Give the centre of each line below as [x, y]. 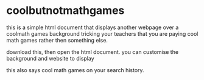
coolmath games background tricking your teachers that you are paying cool [102, 33]
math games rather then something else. [57, 40]
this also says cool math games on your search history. [75, 70]
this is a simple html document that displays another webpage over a [93, 27]
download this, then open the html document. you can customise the [92, 52]
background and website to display [50, 58]
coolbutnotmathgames [65, 11]
